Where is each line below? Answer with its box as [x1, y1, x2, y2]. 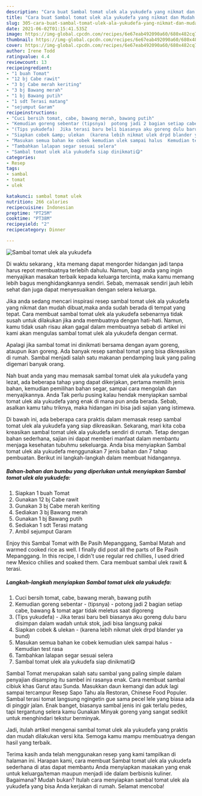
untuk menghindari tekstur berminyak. [6, 714, 101, 721]
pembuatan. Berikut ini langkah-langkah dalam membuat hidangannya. [6, 454, 182, 461]
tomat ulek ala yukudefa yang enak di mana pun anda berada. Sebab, [6, 397, 179, 405]
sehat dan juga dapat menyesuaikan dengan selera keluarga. [6, 285, 157, 293]
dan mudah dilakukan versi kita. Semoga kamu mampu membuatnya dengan [6, 732, 195, 739]
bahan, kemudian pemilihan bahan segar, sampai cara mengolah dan [6, 385, 177, 392]
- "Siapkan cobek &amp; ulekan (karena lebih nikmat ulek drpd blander [6, 132, 192, 138]
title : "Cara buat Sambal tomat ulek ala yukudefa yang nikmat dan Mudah [6, 14, 195, 20]
